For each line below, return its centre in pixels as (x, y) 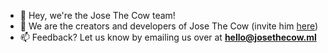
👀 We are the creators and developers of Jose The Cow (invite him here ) (169, 26)
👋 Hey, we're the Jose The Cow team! (97, 15)
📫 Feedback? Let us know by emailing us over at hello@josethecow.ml (168, 37)
